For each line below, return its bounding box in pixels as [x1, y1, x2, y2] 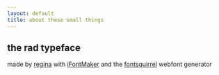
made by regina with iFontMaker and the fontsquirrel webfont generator [7, 60, 212, 69]
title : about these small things [7, 17, 104, 23]
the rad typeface [7, 42, 81, 54]
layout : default [7, 10, 54, 17]
